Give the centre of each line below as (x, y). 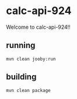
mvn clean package (28, 90)
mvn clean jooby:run (31, 59)
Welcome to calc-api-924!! (38, 27)
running (21, 45)
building (21, 77)
